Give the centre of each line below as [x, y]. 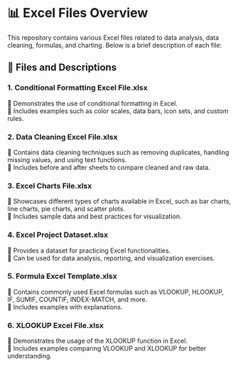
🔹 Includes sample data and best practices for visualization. [94, 216]
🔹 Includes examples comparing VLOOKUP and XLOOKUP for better [107, 349]
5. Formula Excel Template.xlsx [62, 276]
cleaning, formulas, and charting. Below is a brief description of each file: [115, 45]
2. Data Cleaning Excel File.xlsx [63, 137]
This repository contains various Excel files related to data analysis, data [113, 37]
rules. [16, 118]
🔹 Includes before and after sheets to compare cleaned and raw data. [109, 167]
